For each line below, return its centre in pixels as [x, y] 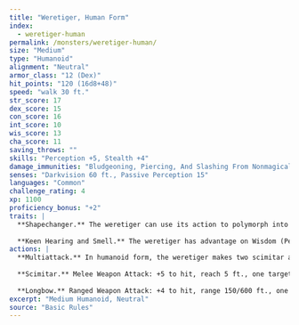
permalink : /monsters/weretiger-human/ [83, 42]
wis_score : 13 [36, 134]
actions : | [29, 249]
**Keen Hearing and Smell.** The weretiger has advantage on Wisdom [147, 241]
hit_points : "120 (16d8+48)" [63, 84]
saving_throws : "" [43, 150]
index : [21, 26]
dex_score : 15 [36, 109]
